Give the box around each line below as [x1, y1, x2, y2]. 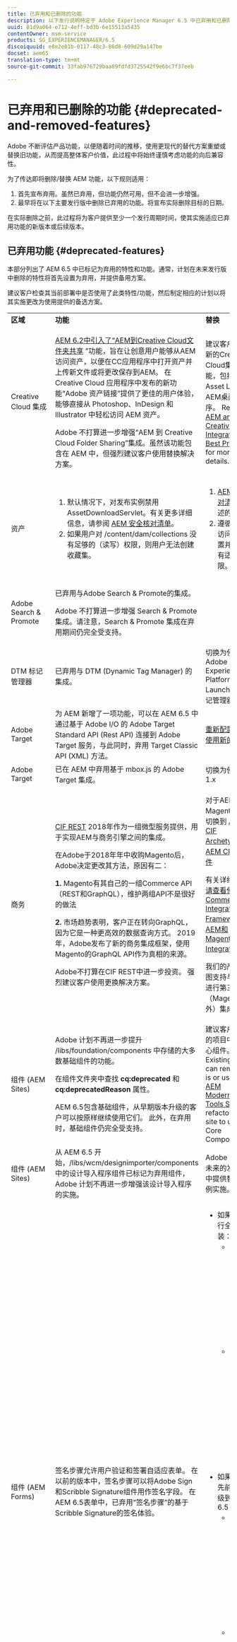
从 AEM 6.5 [55, 1147, 93, 1157]
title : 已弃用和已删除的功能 [7, 10, 83, 18]
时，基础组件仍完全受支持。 [55, 1123, 147, 1133]
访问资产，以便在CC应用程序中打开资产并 [55, 357, 193, 366]
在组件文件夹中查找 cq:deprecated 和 [55, 1074, 180, 1084]
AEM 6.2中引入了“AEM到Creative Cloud [55, 335, 187, 345]
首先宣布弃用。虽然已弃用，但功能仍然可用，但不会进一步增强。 [17, 189, 203, 198]
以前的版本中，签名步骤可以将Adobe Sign [55, 1476, 193, 1486]
